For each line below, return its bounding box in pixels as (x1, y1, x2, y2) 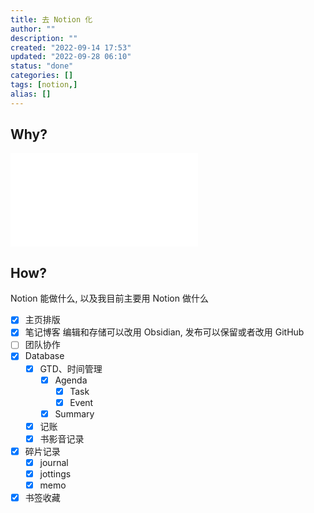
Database (24, 350, 65, 362)
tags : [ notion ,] (10, 80, 78, 90)
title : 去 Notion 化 (10, 14, 93, 25)
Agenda (54, 374, 88, 386)
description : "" (10, 33, 78, 43)
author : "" (10, 24, 56, 34)
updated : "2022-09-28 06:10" (10, 52, 132, 62)
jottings (39, 468, 72, 480)
